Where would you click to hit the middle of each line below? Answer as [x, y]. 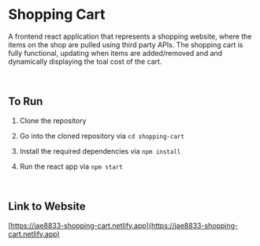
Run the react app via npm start [71, 166]
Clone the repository [53, 121]
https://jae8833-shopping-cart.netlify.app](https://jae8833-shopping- [124, 225]
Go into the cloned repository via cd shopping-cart [102, 136]
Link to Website [47, 207]
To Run [26, 101]
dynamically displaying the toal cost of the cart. [85, 61]
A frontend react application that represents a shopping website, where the [130, 36]
